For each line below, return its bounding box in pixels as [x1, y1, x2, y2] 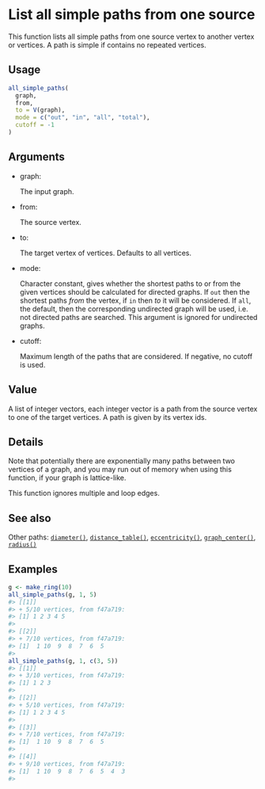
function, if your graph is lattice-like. [8, 473, 127, 482]
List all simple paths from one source [8, 6, 256, 24]
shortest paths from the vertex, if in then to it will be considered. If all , [19, 295, 252, 305]
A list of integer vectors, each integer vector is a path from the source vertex [8, 404, 258, 414]
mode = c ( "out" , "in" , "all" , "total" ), [15, 113, 150, 122]
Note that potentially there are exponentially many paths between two [8, 456, 236, 466]
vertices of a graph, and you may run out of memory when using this [8, 465, 232, 475]
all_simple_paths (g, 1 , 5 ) [8, 590, 97, 599]
